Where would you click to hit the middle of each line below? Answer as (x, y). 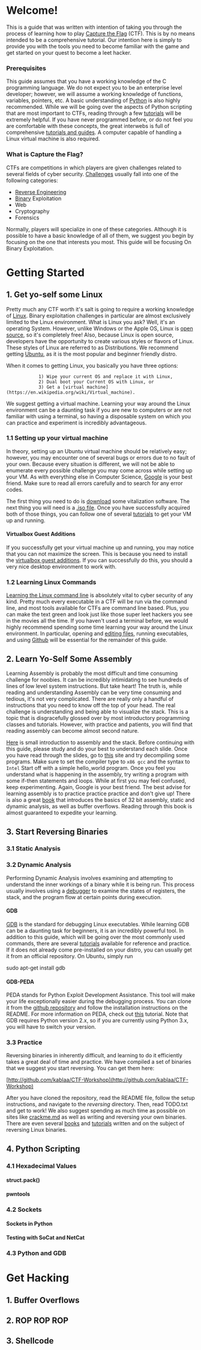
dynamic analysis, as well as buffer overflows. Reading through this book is (99, 807)
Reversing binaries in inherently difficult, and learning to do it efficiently (94, 1055)
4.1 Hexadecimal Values (41, 1165)
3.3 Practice (24, 1042)
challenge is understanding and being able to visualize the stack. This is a (97, 712)
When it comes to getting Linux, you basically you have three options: (92, 365)
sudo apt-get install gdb (36, 968)
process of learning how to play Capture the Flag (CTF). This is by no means (100, 33)
